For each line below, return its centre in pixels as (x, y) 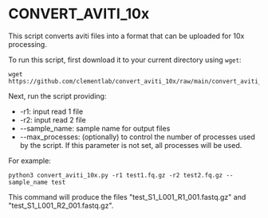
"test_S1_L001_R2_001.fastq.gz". (61, 205)
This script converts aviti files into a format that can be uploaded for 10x (126, 36)
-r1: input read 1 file (51, 111)
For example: (30, 161)
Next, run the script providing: (57, 95)
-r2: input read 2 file (53, 119)
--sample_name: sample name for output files (95, 128)
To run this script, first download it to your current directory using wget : (125, 60)
